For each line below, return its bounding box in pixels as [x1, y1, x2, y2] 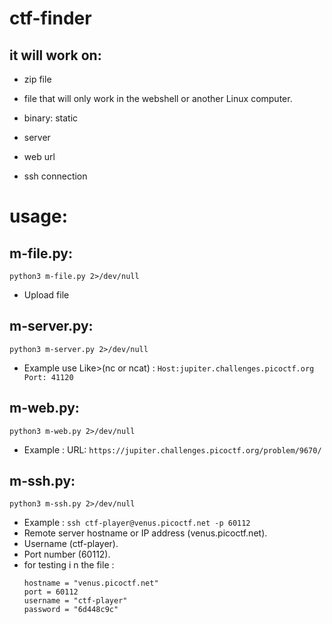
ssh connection [23, 170, 88, 182]
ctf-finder [9, 7, 92, 30]
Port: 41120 [23, 372, 74, 382]
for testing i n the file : [23, 559, 115, 571]
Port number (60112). [23, 548, 111, 561]
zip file [23, 73, 52, 85]
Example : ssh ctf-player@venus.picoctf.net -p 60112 [23, 517, 251, 529]
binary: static [23, 112, 79, 124]
